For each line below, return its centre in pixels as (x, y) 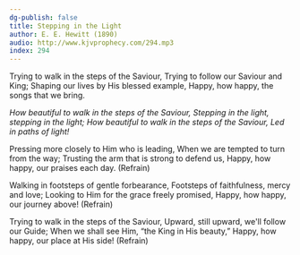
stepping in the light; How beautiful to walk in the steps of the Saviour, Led (147, 123)
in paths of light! (39, 132)
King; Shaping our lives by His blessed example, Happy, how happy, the (141, 86)
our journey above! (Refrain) (61, 204)
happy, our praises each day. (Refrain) (80, 168)
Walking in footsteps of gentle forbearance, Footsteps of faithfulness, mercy (150, 185)
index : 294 (30, 51)
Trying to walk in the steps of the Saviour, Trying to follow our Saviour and (146, 76)
